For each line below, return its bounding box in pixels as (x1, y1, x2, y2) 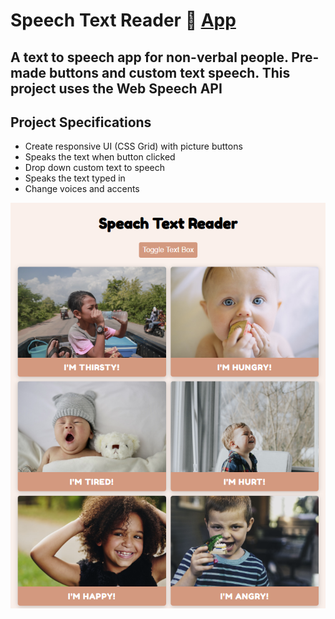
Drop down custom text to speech (24, 162, 165, 174)
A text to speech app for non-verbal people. (10, 49, 289, 66)
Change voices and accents (24, 183, 140, 195)
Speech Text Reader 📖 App (10, 9, 237, 32)
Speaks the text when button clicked (24, 151, 176, 163)
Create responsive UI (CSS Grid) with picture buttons (24, 140, 243, 153)
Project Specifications (10, 114, 152, 131)
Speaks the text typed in (24, 172, 126, 184)
